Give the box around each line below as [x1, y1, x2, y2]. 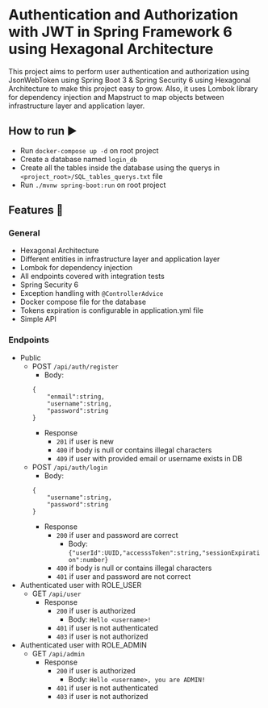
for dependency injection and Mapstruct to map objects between [8, 92, 224, 102]
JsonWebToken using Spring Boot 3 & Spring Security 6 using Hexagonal [8, 75, 251, 85]
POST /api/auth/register [31, 361, 119, 371]
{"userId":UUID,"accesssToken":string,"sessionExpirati [68, 548, 261, 557]
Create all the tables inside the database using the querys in [19, 163, 220, 173]
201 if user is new [56, 436, 115, 446]
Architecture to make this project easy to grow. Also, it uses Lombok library [8, 83, 258, 94]
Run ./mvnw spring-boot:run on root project [19, 180, 166, 189]
